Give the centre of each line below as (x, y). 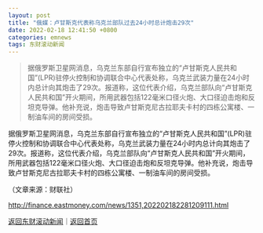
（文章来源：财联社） (42, 190)
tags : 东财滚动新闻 (37, 45)
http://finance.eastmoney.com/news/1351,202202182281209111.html (119, 206)
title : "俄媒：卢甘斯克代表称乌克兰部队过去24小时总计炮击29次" (101, 23)
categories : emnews (40, 37)
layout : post (29, 15)
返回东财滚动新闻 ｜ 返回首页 (53, 221)
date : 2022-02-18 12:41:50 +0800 (63, 30)
